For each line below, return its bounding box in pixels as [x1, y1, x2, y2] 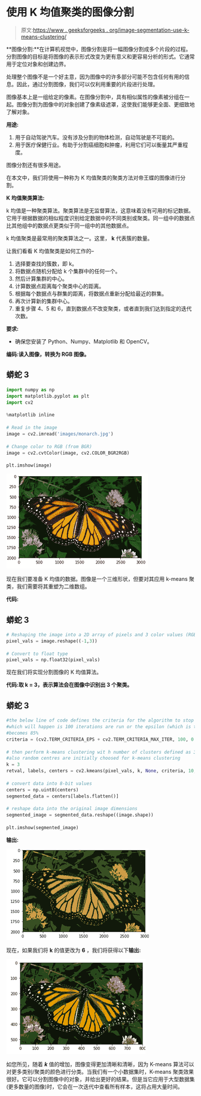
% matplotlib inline [6, 412, 55, 418]
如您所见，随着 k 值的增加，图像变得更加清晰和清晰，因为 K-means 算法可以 [6, 1060, 194, 1068]
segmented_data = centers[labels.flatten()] [6, 793, 119, 799]
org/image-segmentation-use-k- [109, 26, 190, 34]
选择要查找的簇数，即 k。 [14, 260, 78, 267]
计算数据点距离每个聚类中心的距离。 [14, 282, 105, 290]
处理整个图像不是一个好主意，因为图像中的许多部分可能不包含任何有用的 [6, 73, 184, 80]
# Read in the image [6, 425, 58, 431]
